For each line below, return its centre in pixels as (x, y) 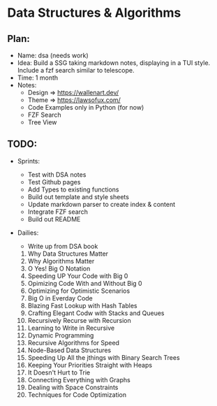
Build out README (54, 219)
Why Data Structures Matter (68, 254)
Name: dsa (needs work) (53, 55)
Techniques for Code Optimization (77, 394)
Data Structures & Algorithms (94, 13)
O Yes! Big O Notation (59, 268)
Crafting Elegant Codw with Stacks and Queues (96, 313)
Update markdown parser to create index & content (102, 204)
